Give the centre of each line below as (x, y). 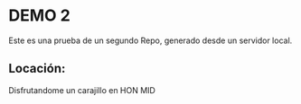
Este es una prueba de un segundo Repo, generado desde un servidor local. (150, 40)
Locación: (37, 69)
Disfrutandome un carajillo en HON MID (82, 90)
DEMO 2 (40, 16)
